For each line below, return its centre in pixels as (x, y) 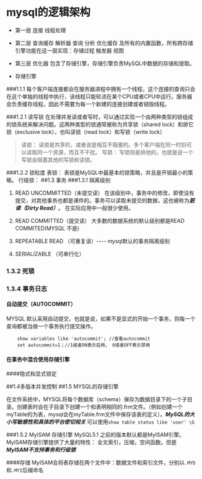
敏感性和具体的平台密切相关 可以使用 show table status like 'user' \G (106, 422)
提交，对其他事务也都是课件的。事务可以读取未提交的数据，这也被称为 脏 (105, 200)
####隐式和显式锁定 (32, 374)
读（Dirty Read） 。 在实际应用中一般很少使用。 (74, 208)
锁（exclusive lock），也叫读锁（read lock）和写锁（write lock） (86, 132)
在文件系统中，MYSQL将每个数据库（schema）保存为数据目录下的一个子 (97, 399)
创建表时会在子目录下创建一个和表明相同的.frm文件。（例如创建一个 (99, 407)
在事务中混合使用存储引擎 (38, 359)
